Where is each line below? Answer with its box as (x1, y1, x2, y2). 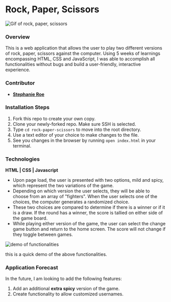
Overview (5, 33, 30, 40)
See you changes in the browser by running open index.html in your (12, 137, 156, 143)
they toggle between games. (12, 231, 73, 238)
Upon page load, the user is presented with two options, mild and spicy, (12, 177, 164, 183)
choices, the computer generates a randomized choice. (12, 199, 130, 205)
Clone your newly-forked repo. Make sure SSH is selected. (12, 121, 136, 127)
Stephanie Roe (12, 91, 45, 97)
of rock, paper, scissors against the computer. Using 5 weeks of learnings (5, 50, 161, 57)
